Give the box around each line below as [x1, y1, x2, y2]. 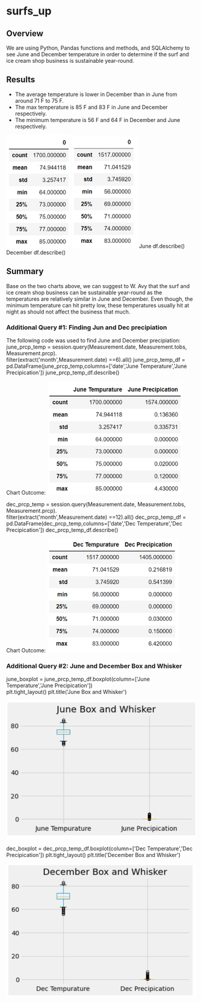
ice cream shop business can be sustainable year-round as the [6, 289, 162, 296]
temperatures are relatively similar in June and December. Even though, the [6, 295, 193, 303]
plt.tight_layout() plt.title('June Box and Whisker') [6, 689, 128, 696]
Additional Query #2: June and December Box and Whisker [6, 661, 182, 670]
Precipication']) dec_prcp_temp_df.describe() [6, 526, 119, 533]
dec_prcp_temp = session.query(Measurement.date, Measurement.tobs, [6, 500, 186, 508]
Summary [6, 266, 44, 277]
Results [6, 74, 36, 85]
